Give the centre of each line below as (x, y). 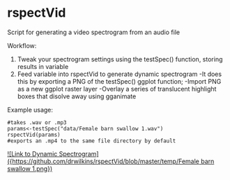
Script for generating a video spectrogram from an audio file (93, 32)
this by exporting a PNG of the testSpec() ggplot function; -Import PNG (119, 81)
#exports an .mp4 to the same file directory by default (92, 141)
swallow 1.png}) (30, 168)
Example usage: (30, 110)
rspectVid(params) (34, 135)
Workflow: (22, 45)
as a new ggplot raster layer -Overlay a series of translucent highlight (117, 89)
